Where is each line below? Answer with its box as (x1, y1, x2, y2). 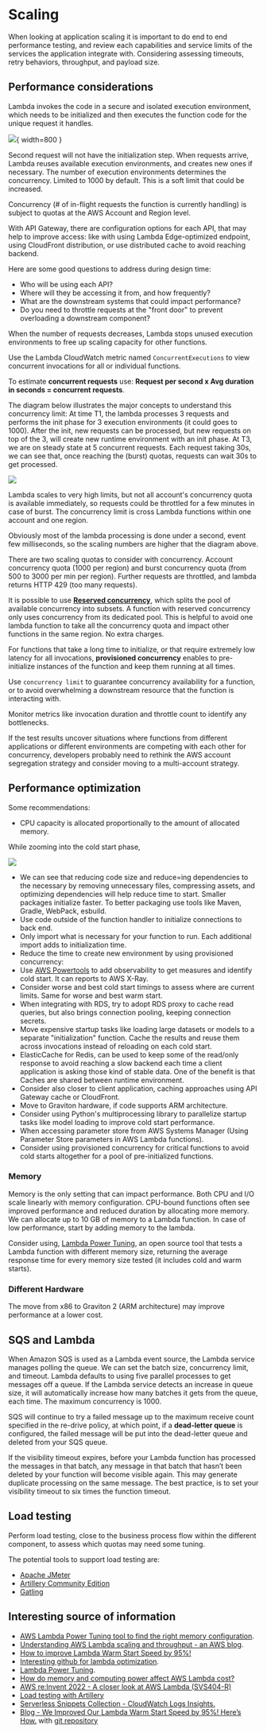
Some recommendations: (8, 802, 91, 812)
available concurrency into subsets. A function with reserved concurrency (8, 603, 251, 613)
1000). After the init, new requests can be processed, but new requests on (8, 426, 252, 435)
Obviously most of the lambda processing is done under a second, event (8, 531, 246, 540)
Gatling (19, 1587, 44, 1596)
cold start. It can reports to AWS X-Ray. (19, 973, 149, 983)
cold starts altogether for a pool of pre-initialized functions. (19, 1151, 214, 1161)
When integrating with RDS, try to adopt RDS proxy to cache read (19, 999, 234, 1008)
